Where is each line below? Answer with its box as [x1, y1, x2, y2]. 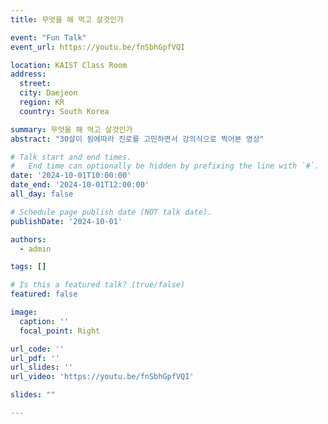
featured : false [10, 289, 78, 300]
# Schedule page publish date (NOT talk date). [10, 207, 213, 217]
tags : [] [10, 262, 47, 272]
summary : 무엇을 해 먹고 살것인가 [10, 124, 133, 135]
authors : [10, 234, 47, 245]
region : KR [19, 97, 65, 107]
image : [10, 307, 38, 317]
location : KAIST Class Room [10, 60, 128, 70]
